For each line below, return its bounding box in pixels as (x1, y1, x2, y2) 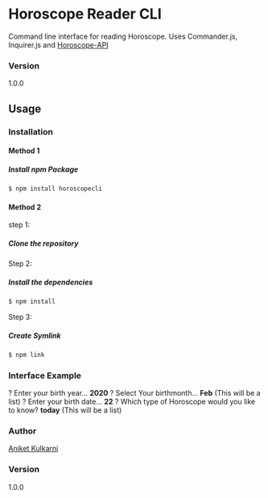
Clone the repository (8, 239, 79, 248)
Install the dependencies (8, 277, 93, 287)
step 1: (8, 220, 31, 230)
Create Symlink (8, 330, 62, 340)
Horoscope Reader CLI (8, 5, 163, 23)
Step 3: (8, 312, 32, 322)
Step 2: (8, 259, 32, 268)
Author (8, 425, 37, 437)
